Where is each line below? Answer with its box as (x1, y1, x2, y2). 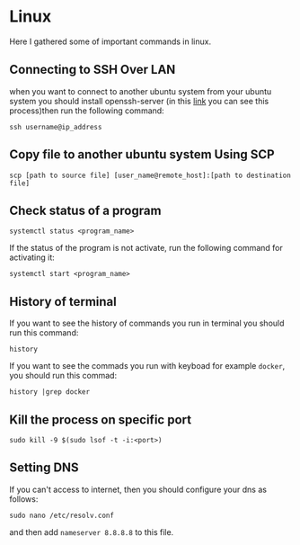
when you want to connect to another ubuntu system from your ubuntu (9, 85, 272, 96)
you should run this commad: (9, 371, 118, 381)
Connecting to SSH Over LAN (9, 62, 176, 77)
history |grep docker (9, 388, 91, 397)
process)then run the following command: (9, 105, 164, 116)
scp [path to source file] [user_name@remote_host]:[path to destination (9, 171, 292, 180)
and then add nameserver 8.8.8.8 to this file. (9, 526, 174, 537)
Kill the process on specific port (9, 412, 191, 427)
